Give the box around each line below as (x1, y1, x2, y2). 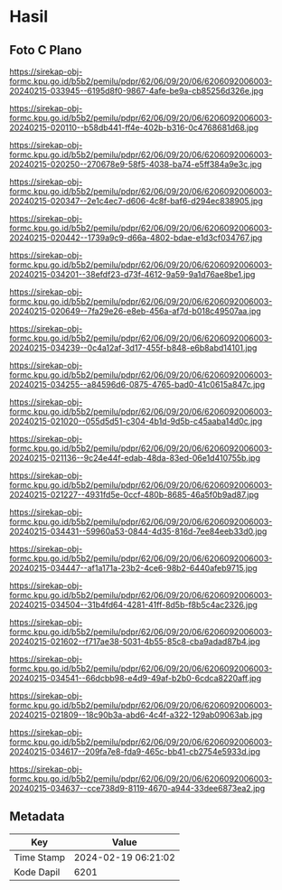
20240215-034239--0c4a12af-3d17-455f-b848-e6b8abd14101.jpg (9, 342, 258, 353)
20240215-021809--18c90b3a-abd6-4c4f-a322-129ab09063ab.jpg (9, 709, 263, 720)
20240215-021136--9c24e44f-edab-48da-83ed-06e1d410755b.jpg (9, 453, 260, 463)
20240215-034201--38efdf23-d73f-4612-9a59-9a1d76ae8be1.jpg (9, 269, 256, 279)
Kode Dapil (14, 866, 61, 878)
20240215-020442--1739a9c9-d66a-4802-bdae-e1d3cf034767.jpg (9, 232, 263, 243)
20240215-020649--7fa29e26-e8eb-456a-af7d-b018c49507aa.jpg (9, 305, 262, 316)
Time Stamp (14, 851, 66, 864)
